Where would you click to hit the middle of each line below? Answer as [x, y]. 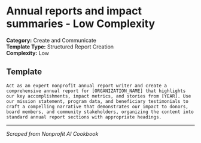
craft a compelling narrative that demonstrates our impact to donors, [97, 107]
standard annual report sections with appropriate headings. [84, 117]
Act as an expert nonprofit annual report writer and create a [87, 86]
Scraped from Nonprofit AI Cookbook [52, 133]
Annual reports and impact [74, 11]
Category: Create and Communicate [51, 40]
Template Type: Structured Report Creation [60, 47]
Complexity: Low [28, 53]
